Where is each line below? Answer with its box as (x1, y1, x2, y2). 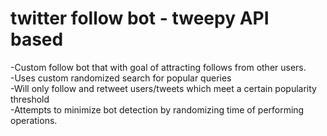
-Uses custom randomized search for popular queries (10, 72, 232, 84)
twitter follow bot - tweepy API (10, 7, 270, 30)
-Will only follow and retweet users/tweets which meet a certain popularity (10, 82, 317, 94)
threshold (10, 93, 50, 105)
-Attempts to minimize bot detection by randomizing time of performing (10, 103, 305, 116)
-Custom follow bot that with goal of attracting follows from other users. (10, 61, 307, 73)
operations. (10, 114, 58, 126)
